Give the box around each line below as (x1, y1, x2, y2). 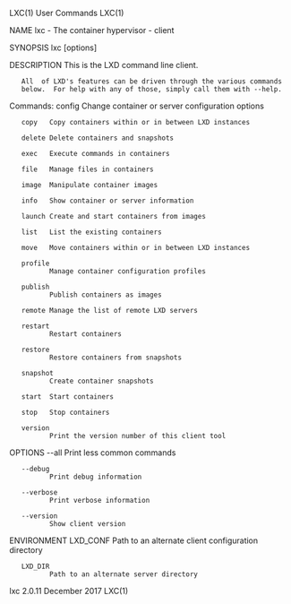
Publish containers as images (48, 290, 163, 299)
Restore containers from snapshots (48, 353, 182, 362)
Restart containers (48, 330, 123, 339)
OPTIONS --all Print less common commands (9, 447, 176, 458)
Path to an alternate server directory (48, 570, 199, 579)
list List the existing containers (21, 228, 163, 237)
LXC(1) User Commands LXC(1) (9, 8, 124, 18)
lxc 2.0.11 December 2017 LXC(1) (9, 586, 129, 596)
